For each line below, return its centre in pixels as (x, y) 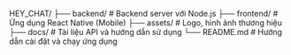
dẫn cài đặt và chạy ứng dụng (63, 41)
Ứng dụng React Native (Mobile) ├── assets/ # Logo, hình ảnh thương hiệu (146, 23)
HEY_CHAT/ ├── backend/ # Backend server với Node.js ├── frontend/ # (144, 14)
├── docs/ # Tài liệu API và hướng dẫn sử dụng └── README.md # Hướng (146, 32)
